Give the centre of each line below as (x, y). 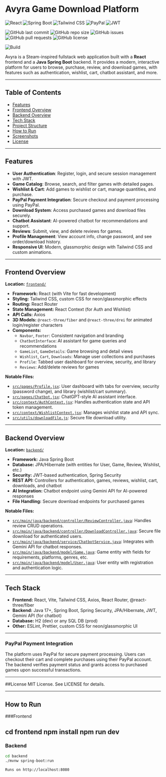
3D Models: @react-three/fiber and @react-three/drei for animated (82, 320)
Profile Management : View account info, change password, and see (82, 236)
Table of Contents (33, 93)
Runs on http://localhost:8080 (37, 770)
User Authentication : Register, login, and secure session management (84, 173)
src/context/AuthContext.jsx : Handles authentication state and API (81, 402)
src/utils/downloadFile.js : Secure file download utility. (69, 418)
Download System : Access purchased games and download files (79, 210)
